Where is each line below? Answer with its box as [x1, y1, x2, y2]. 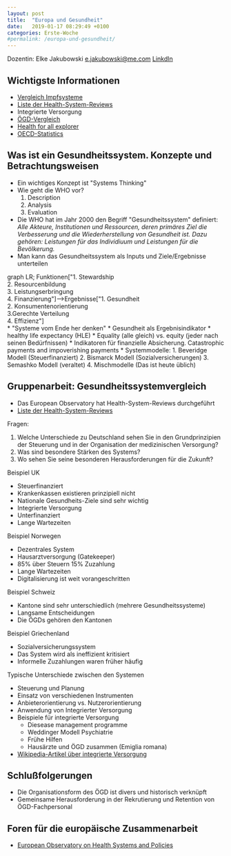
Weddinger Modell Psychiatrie [27, 728, 114, 736]
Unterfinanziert [17, 511, 61, 519]
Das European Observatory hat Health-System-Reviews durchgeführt [17, 399, 215, 407]
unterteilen [17, 259, 48, 268]
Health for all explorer [17, 122, 79, 130]
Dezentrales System [17, 545, 74, 553]
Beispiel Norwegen [7, 532, 61, 540]
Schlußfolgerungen [7, 770, 93, 782]
